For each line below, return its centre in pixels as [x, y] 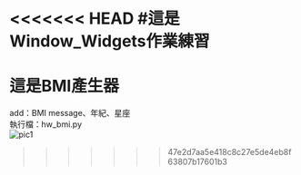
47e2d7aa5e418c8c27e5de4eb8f [230, 152]
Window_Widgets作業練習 [110, 41]
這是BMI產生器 [65, 86]
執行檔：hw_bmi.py [46, 124]
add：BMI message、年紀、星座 [70, 113]
